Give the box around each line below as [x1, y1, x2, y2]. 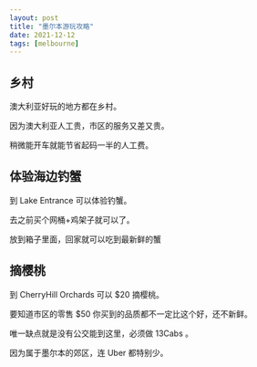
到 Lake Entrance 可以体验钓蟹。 [9, 194, 132, 205]
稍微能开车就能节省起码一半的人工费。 [9, 140, 153, 151]
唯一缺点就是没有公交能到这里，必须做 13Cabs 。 [9, 328, 194, 339]
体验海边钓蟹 [9, 169, 82, 184]
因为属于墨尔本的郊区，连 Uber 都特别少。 [9, 347, 169, 358]
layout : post [9, 13, 59, 23]
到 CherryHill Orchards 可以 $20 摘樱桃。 [9, 288, 165, 299]
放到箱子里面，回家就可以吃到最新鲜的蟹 [9, 234, 161, 245]
